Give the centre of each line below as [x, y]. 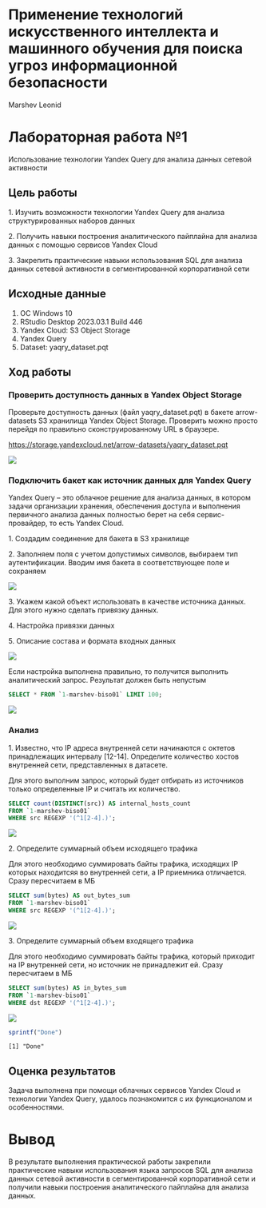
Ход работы [40, 372]
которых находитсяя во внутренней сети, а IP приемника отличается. [127, 872]
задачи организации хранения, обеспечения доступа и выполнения [125, 506]
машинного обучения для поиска [126, 49]
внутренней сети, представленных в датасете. [88, 764]
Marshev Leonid [35, 105]
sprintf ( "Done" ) [35, 1032]
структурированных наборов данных [72, 221]
